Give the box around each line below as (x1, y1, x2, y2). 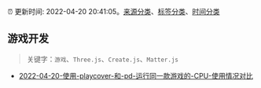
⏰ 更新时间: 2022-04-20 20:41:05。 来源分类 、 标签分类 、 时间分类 (7, 7, 220, 16)
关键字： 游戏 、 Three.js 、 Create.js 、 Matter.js (26, 54, 178, 64)
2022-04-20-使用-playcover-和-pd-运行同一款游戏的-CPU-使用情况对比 (18, 71, 253, 80)
